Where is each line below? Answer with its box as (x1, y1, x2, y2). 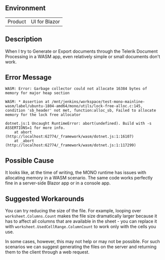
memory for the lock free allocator (5, 112, 81, 117)
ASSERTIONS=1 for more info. (5, 125, 65, 131)
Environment (5, 4, 46, 12)
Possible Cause (5, 156, 55, 165)
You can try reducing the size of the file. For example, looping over (5, 208, 141, 214)
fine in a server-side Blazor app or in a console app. (5, 180, 111, 186)
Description (5, 35, 42, 44)
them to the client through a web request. (5, 249, 90, 255)
